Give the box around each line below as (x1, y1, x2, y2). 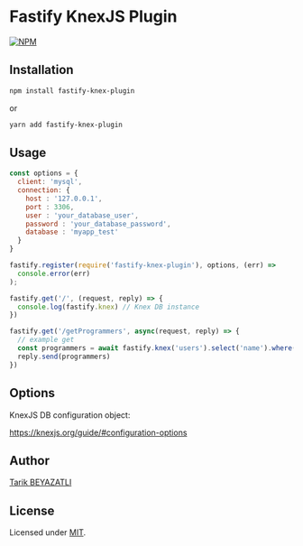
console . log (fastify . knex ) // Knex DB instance (17, 302, 200, 311)
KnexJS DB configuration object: (9, 409, 131, 421)
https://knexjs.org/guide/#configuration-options (9, 427, 188, 438)
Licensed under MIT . (9, 527, 87, 538)
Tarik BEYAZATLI (9, 477, 72, 488)
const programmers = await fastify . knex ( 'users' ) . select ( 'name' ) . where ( (17, 344, 297, 353)
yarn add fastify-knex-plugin (9, 120, 124, 129)
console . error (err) (17, 269, 91, 278)
